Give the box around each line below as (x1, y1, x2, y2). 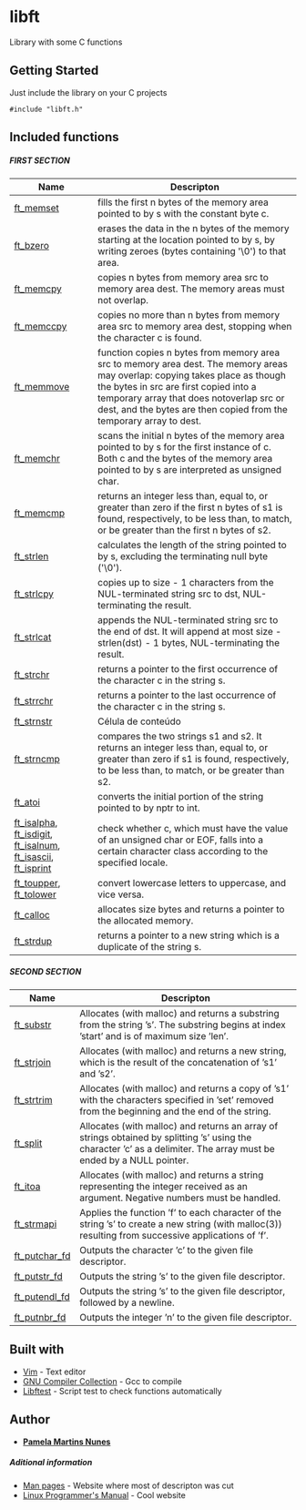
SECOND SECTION (9, 965, 82, 976)
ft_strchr (14, 668, 50, 681)
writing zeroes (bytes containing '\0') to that (97, 245, 287, 258)
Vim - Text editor (22, 1366, 87, 1377)
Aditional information (9, 1457, 93, 1468)
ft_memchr (14, 453, 61, 465)
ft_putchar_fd (14, 1250, 71, 1262)
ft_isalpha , (14, 817, 58, 830)
